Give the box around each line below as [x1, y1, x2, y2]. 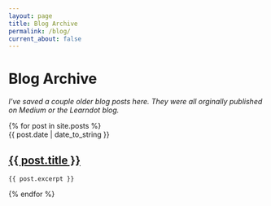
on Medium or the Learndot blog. [8, 105, 120, 115]
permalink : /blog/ [8, 27, 71, 35]
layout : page [8, 11, 53, 20]
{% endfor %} [8, 189, 55, 199]
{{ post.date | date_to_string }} [8, 129, 110, 139]
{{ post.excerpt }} [8, 175, 75, 183]
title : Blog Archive [8, 20, 79, 28]
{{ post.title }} [8, 153, 81, 167]
